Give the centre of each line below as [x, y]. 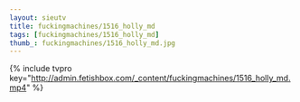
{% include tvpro [41, 69]
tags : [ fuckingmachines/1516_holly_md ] [84, 34]
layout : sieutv [38, 18]
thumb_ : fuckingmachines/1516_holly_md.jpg [93, 43]
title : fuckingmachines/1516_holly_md [82, 26]
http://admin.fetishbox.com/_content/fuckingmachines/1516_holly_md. [161, 79]
